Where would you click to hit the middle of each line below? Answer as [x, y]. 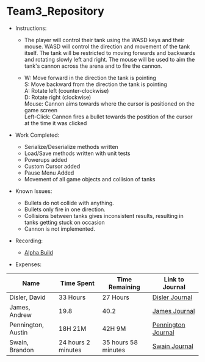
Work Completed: [37, 135]
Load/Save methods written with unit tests [77, 153]
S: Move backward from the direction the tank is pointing [96, 84]
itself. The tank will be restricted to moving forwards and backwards [110, 52]
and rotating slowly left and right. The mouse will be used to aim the [110, 59]
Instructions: [31, 28]
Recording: [29, 241]
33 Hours [72, 297]
